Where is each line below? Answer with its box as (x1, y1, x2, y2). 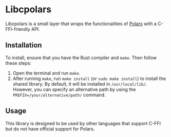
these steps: (5, 60, 32, 66)
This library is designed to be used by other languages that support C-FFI (5, 120, 161, 126)
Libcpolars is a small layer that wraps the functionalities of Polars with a (5, 21, 157, 27)
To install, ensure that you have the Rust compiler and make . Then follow (5, 54, 157, 61)
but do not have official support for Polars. (5, 126, 95, 132)
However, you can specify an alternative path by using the (12, 86, 136, 92)
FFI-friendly (5, 26, 31, 32)
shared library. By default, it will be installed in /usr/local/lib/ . (12, 81, 147, 87)
